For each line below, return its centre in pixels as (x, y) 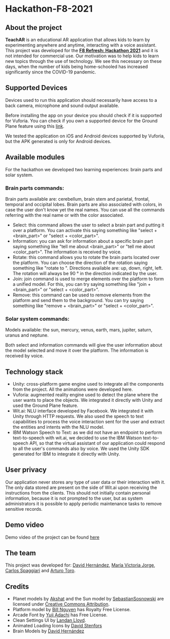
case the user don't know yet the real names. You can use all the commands (85, 210)
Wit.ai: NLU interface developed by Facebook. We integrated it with (83, 411)
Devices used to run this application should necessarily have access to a (81, 100)
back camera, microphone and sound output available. (62, 105)
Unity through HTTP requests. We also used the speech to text (78, 417)
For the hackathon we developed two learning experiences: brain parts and (84, 169)
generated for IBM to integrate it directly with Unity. (66, 454)
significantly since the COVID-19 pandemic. (51, 72)
